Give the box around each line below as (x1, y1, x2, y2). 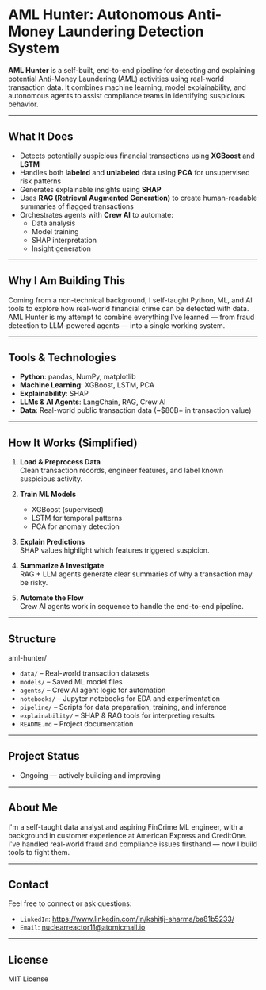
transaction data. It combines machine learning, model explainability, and (8, 82, 247, 92)
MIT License (8, 974, 49, 984)
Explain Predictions (19, 537, 85, 547)
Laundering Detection (58, 22, 204, 40)
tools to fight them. (8, 847, 70, 857)
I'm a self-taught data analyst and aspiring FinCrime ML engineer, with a (8, 822, 244, 831)
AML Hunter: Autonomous (8, 6, 184, 24)
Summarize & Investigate (19, 561, 104, 571)
